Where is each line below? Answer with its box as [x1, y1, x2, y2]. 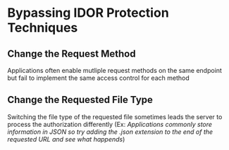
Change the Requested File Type [7, 94, 154, 106]
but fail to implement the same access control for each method [7, 74, 190, 82]
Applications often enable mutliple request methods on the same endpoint [7, 67, 222, 74]
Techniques [7, 20, 78, 36]
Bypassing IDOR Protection [7, 5, 169, 21]
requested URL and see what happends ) [7, 135, 125, 143]
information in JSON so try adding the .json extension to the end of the [7, 128, 213, 136]
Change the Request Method [7, 48, 136, 60]
